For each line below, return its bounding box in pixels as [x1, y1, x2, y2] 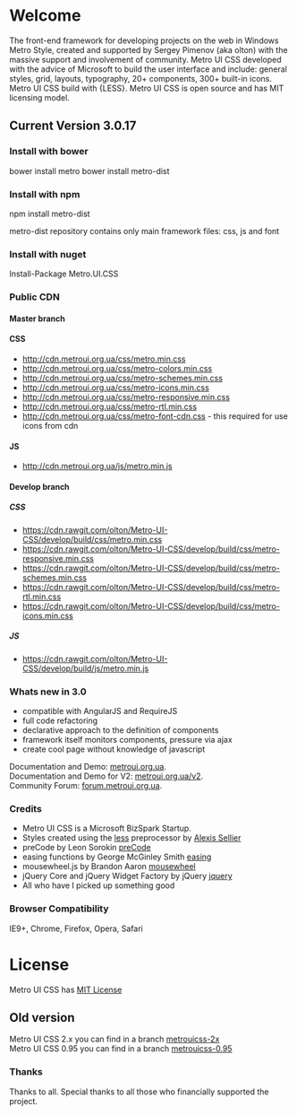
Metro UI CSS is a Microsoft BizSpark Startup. [21, 823, 192, 834]
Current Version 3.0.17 [9, 118, 137, 134]
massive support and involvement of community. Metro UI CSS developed [9, 54, 282, 65]
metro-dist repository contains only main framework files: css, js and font [9, 225, 280, 236]
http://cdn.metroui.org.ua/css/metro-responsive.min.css [21, 391, 231, 402]
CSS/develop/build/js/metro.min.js [21, 663, 149, 674]
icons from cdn [21, 420, 79, 431]
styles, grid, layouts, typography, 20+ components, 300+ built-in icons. [9, 73, 273, 83]
